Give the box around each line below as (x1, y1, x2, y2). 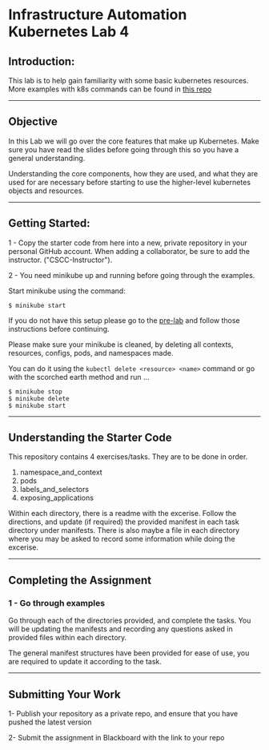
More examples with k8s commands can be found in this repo (8, 84, 212, 94)
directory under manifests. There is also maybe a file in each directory (8, 526, 240, 535)
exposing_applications (19, 493, 94, 502)
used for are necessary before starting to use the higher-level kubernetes (8, 177, 251, 187)
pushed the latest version (8, 717, 92, 727)
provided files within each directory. (8, 633, 127, 643)
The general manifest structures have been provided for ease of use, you (8, 648, 250, 658)
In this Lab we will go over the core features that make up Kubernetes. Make (8, 136, 260, 146)
